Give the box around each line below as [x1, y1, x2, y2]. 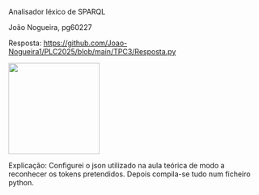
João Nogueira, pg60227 [8, 23, 92, 32]
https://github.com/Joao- [43, 38, 128, 48]
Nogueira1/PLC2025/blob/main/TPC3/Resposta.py [8, 47, 176, 56]
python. [8, 178, 34, 187]
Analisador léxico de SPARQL [8, 7, 106, 16]
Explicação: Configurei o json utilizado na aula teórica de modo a [8, 161, 225, 170]
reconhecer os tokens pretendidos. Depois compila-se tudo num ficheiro [8, 169, 251, 179]
